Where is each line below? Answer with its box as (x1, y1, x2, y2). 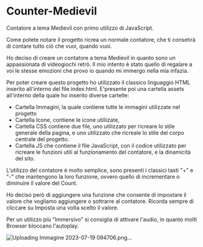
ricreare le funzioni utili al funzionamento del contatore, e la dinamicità (15, 148, 191, 156)
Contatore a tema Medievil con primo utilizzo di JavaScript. (6, 24, 154, 31)
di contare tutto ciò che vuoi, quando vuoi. (6, 42, 112, 50)
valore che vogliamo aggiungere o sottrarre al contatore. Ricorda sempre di (6, 197, 194, 205)
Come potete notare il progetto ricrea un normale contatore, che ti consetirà (6, 36, 196, 43)
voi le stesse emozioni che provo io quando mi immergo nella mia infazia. (6, 67, 189, 74)
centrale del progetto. (15, 135, 70, 143)
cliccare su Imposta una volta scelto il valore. (6, 204, 119, 211)
